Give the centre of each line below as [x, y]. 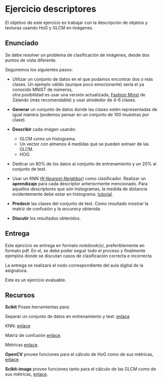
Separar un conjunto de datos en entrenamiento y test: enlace [67, 316]
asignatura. [16, 270]
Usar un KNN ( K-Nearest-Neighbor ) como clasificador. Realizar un [79, 178]
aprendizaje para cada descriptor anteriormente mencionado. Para [80, 183]
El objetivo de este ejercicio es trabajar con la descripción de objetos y [76, 22]
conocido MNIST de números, [42, 90]
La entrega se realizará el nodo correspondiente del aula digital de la [74, 265]
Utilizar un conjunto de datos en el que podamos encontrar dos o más [82, 79]
